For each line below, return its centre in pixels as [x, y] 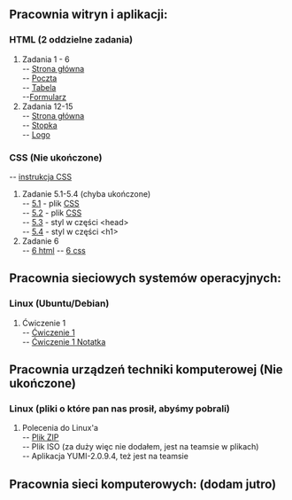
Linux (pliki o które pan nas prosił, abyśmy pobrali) [119, 409]
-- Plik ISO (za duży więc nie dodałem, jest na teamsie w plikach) [140, 447]
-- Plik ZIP [40, 437]
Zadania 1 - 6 [46, 59]
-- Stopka [39, 125]
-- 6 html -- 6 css [54, 250]
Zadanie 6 [40, 241]
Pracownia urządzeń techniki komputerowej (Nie [146, 370]
